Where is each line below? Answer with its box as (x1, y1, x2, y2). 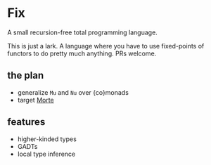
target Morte (17, 95, 54, 104)
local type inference (17, 150, 76, 158)
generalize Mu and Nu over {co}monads (17, 88, 129, 96)
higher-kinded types (17, 135, 77, 143)
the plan (7, 70, 44, 81)
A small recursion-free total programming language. (7, 28, 158, 37)
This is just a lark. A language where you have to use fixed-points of (7, 41, 205, 50)
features (7, 116, 46, 128)
